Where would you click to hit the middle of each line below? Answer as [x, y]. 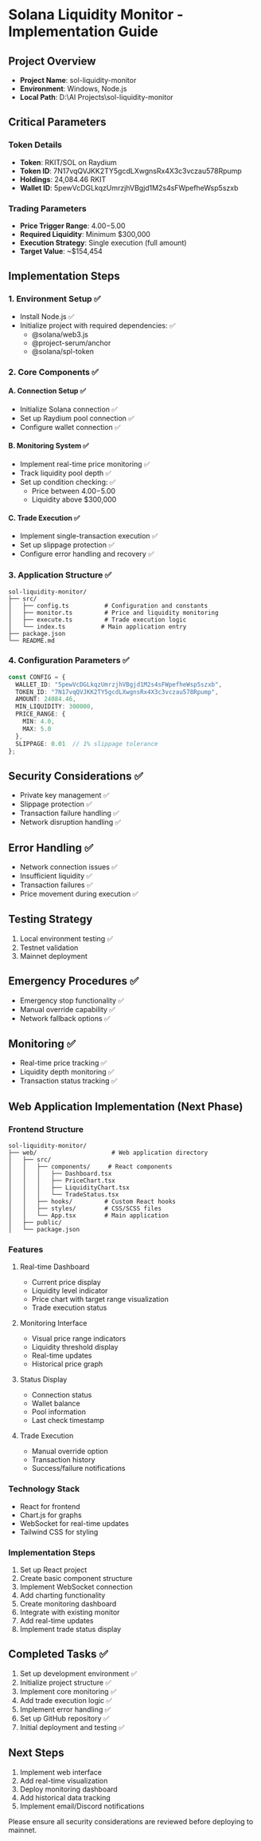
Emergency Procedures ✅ [74, 982]
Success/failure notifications [78, 1468]
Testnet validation [49, 948]
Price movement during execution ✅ [79, 894]
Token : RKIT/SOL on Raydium [68, 162]
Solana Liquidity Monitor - [96, 15]
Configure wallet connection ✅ [70, 427]
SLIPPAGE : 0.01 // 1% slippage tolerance [87, 743]
